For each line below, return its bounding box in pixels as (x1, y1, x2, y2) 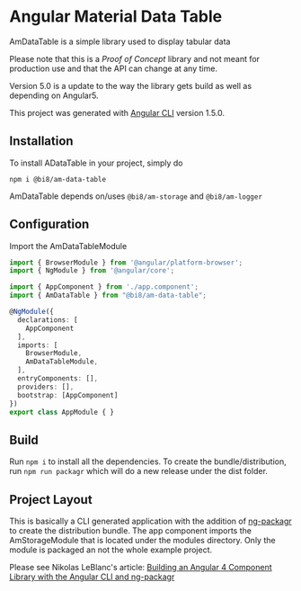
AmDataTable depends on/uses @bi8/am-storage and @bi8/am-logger (9, 191, 263, 201)
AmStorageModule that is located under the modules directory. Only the (9, 535, 276, 546)
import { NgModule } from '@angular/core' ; (9, 266, 175, 275)
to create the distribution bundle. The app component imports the (9, 525, 252, 536)
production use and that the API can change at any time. (9, 63, 218, 74)
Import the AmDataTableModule (9, 240, 128, 251)
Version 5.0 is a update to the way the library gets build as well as (9, 80, 252, 91)
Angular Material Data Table (9, 6, 223, 27)
